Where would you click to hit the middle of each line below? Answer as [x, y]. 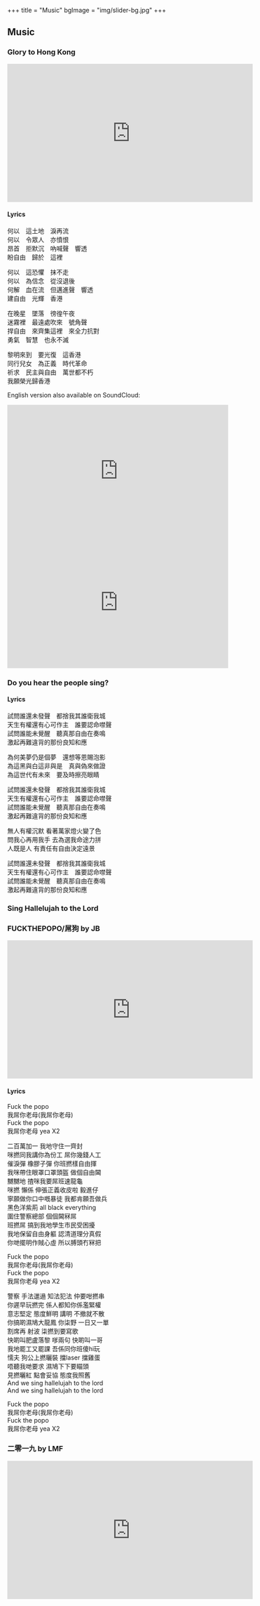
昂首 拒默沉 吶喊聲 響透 [47, 248]
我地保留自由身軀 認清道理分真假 [54, 1234]
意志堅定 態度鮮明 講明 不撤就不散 [56, 1314]
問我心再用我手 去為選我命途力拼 [54, 840]
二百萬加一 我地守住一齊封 [45, 1146]
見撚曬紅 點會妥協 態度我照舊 [49, 1375]
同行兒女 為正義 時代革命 [47, 363]
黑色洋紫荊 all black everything [52, 1208]
